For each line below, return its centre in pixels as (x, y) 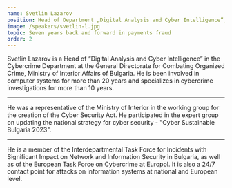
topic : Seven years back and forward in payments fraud (89, 33)
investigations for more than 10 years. (60, 88)
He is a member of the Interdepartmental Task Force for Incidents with (107, 149)
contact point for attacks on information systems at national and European (113, 171)
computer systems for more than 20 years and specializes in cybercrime (110, 81)
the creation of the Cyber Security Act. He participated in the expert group (113, 115)
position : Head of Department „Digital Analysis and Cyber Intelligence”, (117, 20)
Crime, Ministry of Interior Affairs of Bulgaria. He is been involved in (103, 74)
